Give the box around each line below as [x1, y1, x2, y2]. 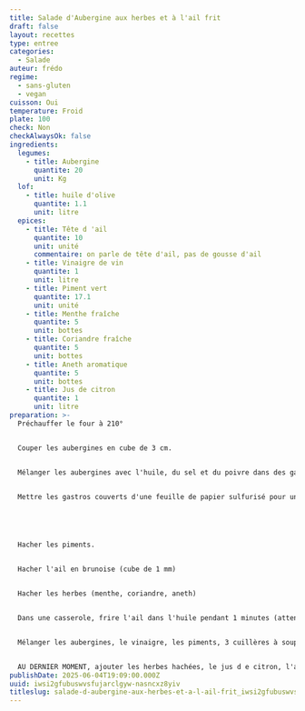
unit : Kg [33, 174, 67, 183]
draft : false [9, 22, 59, 31]
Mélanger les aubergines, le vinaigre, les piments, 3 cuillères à [17, 637, 279, 646]
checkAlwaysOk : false [9, 132, 92, 141]
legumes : [17, 148, 51, 157]
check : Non [9, 124, 51, 133]
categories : [9, 47, 54, 56]
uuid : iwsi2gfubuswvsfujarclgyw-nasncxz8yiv [9, 679, 181, 688]
